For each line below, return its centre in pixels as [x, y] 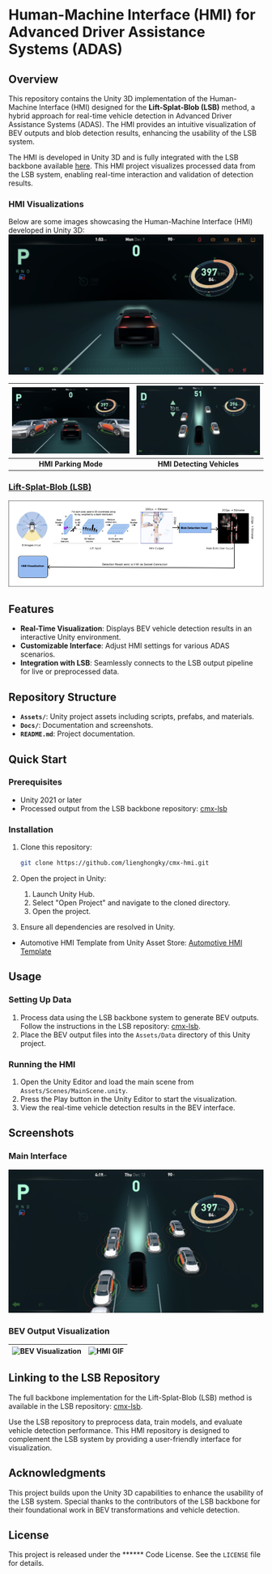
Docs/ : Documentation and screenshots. [87, 725]
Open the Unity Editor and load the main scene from [107, 1082]
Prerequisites [35, 782]
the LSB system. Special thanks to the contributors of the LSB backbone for [134, 1501]
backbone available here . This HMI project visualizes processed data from [132, 166]
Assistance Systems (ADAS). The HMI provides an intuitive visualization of [132, 124]
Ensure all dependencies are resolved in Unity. [98, 927]
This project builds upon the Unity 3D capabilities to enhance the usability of [136, 1492]
